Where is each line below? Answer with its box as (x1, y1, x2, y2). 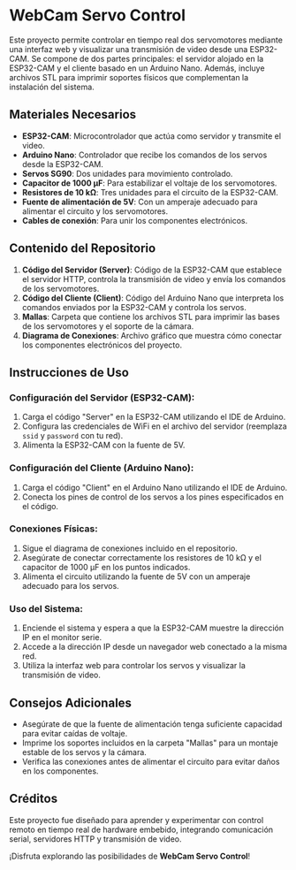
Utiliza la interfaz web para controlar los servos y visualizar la (21, 660, 246, 671)
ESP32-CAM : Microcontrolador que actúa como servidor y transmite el (21, 130, 281, 141)
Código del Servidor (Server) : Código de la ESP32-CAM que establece (21, 264, 283, 275)
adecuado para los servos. (21, 580, 119, 591)
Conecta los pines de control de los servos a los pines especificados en (21, 492, 285, 502)
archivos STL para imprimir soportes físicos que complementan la (9, 72, 249, 82)
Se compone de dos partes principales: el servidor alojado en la (31, 53, 264, 64)
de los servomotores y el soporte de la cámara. (21, 320, 194, 332)
